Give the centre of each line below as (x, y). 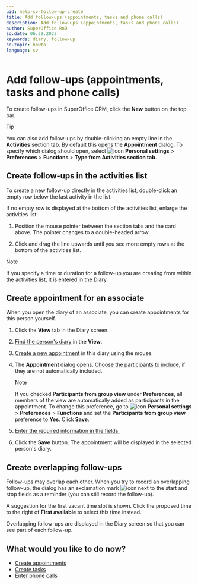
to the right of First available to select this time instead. (74, 512)
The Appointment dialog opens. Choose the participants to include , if (100, 365)
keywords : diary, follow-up (41, 39)
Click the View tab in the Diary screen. (62, 330)
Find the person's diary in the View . (58, 342)
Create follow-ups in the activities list (77, 176)
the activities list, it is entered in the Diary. (57, 279)
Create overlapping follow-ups (64, 467)
